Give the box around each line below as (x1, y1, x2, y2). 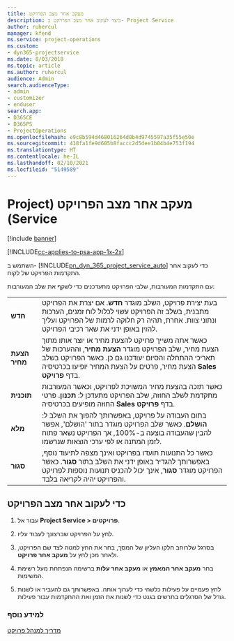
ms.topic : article (7, 62, 61, 69)
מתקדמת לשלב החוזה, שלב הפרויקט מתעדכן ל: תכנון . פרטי (41, 390, 218, 400)
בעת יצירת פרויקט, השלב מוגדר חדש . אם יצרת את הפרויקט (41, 297, 217, 307)
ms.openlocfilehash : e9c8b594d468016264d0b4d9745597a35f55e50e (7, 133, 195, 140)
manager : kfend (7, 29, 52, 37)
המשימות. (17, 572, 44, 580)
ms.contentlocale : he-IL (7, 153, 79, 161)
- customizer (7, 95, 45, 102)
